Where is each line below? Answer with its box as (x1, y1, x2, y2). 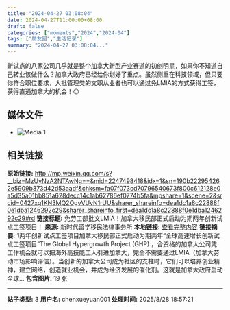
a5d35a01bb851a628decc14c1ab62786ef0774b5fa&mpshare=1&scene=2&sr (7, 191, 222, 200)
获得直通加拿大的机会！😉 (7, 87, 80, 95)
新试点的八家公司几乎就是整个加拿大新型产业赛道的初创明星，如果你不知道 (7, 62, 217, 69)
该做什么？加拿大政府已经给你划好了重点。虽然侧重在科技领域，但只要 (25, 70, 223, 78)
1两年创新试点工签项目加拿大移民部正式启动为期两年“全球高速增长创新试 (16, 231, 220, 239)
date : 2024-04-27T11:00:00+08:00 (7, 16, 103, 23)
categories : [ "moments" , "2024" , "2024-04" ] (7, 29, 130, 36)
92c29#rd (7, 214, 36, 222)
